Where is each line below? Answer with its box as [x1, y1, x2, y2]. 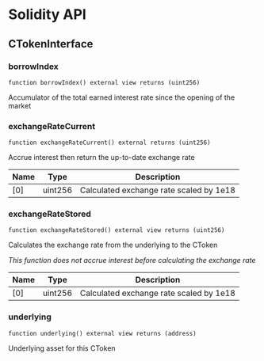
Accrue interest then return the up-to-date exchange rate [8, 153, 196, 162]
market [8, 101, 32, 110]
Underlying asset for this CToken [8, 343, 117, 353]
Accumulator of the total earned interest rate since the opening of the [8, 93, 235, 102]
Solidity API [8, 6, 87, 24]
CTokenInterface [8, 37, 94, 51]
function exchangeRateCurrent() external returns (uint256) [8, 139, 212, 147]
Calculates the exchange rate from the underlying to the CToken [8, 240, 218, 250]
